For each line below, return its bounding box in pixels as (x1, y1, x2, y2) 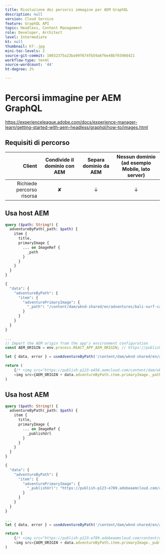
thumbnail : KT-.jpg (5, 44, 45, 49)
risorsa (21, 192, 37, 199)
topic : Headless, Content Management (5, 26, 82, 31)
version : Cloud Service (5, 16, 54, 21)
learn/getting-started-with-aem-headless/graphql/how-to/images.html (5, 124, 148, 130)
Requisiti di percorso (5, 138, 70, 147)
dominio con (45, 162, 75, 169)
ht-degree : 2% (5, 67, 34, 72)
